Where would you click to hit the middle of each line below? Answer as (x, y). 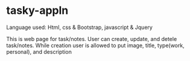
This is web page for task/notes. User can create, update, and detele (92, 39)
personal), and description (39, 51)
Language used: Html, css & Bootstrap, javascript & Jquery (79, 27)
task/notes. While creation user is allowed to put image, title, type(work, (96, 45)
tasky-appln (37, 11)
